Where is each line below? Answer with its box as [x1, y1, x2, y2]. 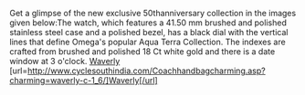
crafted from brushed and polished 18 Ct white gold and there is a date [9, 46, 276, 57]
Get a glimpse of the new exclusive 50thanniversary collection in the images [9, 8, 297, 18]
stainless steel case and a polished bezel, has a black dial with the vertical [9, 27, 289, 37]
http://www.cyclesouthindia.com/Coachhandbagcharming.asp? [26, 65, 267, 76]
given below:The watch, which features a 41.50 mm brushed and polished [9, 17, 288, 28]
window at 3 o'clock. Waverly [9, 56, 121, 66]
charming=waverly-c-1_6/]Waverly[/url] [9, 75, 158, 85]
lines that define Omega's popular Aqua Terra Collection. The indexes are [9, 36, 286, 47]
